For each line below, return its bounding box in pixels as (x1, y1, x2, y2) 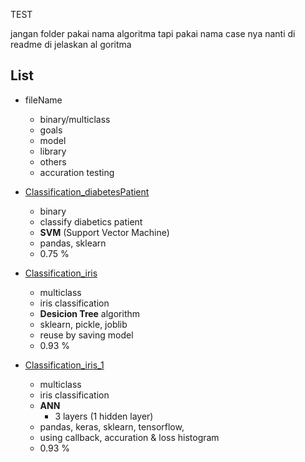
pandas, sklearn (39, 237, 107, 249)
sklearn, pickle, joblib (39, 318, 128, 330)
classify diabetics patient (39, 215, 143, 228)
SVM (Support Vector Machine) (39, 226, 170, 238)
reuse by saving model (39, 329, 134, 341)
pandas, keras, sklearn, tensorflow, (39, 420, 185, 433)
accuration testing (39, 166, 115, 178)
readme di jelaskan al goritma (10, 39, 132, 50)
